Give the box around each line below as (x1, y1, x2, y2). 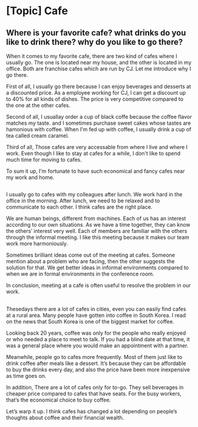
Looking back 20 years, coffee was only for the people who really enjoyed (6, 329, 186, 337)
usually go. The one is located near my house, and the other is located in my (6, 59, 192, 66)
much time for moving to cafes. (6, 156, 82, 163)
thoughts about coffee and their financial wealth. (6, 414, 124, 421)
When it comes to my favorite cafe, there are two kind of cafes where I (6, 53, 177, 60)
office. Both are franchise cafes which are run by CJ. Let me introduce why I (6, 65, 192, 72)
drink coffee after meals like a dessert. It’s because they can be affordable (6, 360, 187, 367)
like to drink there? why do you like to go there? (6, 37, 183, 47)
